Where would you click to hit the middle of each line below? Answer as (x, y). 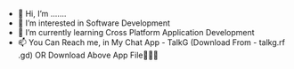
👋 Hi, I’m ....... (42, 14)
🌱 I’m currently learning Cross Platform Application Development (136, 32)
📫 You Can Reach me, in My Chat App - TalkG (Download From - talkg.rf (151, 42)
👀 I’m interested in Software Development (94, 23)
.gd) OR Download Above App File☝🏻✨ (88, 55)
